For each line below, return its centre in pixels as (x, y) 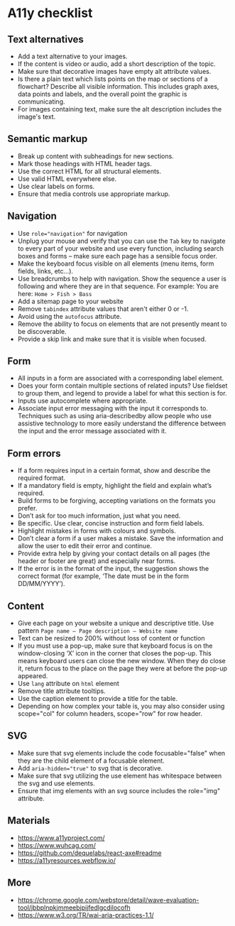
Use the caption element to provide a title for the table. (98, 699)
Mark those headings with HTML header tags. (85, 163)
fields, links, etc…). (45, 271)
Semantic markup (48, 139)
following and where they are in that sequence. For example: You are (118, 286)
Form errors (34, 453)
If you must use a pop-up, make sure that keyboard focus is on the (115, 646)
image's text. (37, 116)
